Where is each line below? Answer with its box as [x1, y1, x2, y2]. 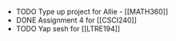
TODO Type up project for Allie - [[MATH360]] [15, 7, 169, 16]
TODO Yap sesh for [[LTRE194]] [15, 24, 121, 33]
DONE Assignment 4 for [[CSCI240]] [15, 15, 138, 25]
